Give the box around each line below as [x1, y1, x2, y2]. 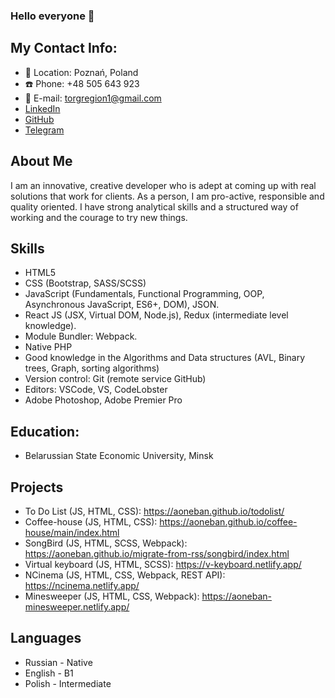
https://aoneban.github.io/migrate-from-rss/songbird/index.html [24, 547, 290, 559]
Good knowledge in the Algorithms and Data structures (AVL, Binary [24, 352, 306, 364]
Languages [10, 630, 82, 647]
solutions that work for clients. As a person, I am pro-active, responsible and [10, 190, 325, 202]
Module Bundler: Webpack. [24, 330, 138, 343]
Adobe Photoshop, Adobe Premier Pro [24, 394, 183, 406]
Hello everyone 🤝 [10, 9, 95, 23]
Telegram [24, 124, 65, 136]
